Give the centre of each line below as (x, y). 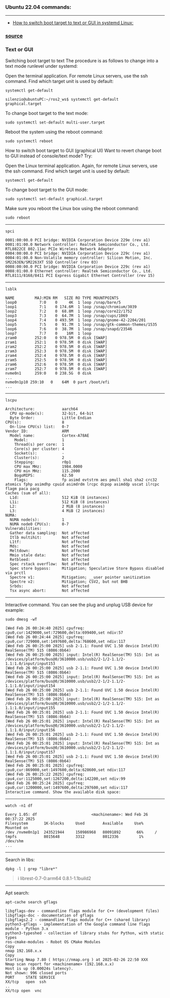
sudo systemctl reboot (29, 141)
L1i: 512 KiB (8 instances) (60, 502)
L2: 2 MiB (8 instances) (57, 506)
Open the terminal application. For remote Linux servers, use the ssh (77, 76)
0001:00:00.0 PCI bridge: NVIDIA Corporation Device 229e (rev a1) (78, 240)
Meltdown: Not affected (50, 551)
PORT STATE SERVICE (30, 977)
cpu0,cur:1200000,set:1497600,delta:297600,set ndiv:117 (67, 787)
